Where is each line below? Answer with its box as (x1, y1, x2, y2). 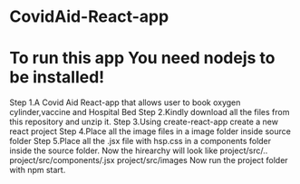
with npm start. (9, 165, 66, 176)
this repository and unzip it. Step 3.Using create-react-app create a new (9, 116, 279, 128)
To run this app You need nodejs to (9, 48, 276, 69)
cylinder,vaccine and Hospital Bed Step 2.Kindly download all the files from (9, 107, 290, 118)
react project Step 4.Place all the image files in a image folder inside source (9, 126, 292, 137)
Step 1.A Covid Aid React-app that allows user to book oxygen (9, 97, 241, 108)
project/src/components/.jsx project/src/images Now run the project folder (9, 155, 288, 166)
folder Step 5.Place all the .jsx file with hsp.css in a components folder (9, 136, 272, 147)
